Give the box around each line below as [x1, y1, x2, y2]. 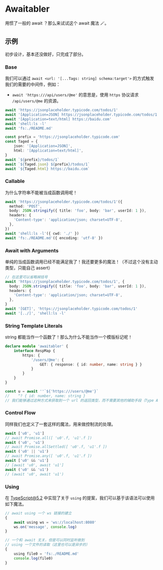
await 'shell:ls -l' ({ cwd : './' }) [5, 231, 79, 236]
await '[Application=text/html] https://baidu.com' [5, 117, 112, 121]
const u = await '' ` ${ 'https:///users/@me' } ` [5, 389, 98, 393]
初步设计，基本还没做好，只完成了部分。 [5, 51, 86, 57]
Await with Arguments [5, 247, 59, 254]
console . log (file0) [14, 556, 53, 561]
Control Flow [5, 410, 36, 416]
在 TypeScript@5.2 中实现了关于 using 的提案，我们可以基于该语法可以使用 [5, 495, 155, 501]
